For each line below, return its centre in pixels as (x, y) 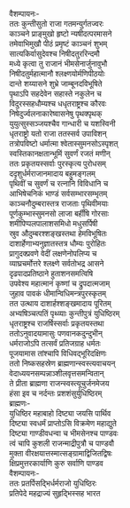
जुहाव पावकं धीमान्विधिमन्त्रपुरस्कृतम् (57, 294)
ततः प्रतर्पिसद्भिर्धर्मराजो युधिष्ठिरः (53, 483)
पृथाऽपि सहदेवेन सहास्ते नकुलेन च (55, 94)
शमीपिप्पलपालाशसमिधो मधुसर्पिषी (54, 223)
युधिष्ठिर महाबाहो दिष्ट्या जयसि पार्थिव (60, 413)
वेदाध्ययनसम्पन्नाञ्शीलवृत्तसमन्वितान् (57, 373)
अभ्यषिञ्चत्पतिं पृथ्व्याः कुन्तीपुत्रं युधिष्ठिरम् (65, 314)
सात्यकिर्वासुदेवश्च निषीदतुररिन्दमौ (54, 54)
